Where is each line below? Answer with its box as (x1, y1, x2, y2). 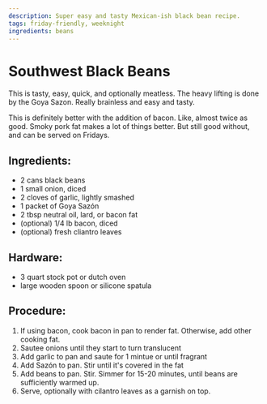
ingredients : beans (8, 27, 74, 35)
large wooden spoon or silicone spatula (19, 281, 152, 290)
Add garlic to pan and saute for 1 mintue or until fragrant (19, 351, 208, 361)
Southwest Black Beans (8, 62, 171, 80)
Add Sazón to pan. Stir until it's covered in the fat (19, 360, 184, 370)
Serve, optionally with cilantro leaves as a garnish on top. (19, 386, 211, 396)
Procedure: (8, 304, 66, 318)
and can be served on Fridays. (8, 131, 110, 140)
